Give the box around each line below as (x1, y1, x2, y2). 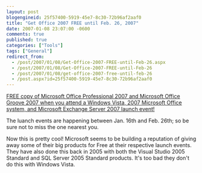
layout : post (6, 8, 39, 15)
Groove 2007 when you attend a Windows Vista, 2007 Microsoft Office (6, 99, 182, 106)
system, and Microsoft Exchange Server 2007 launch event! (6, 105, 155, 113)
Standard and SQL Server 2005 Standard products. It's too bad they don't (6, 154, 190, 162)
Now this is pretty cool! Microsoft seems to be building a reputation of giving (6, 135, 197, 142)
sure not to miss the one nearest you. (6, 124, 99, 131)
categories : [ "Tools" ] (6, 43, 63, 49)
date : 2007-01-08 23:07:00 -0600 (6, 25, 90, 32)
